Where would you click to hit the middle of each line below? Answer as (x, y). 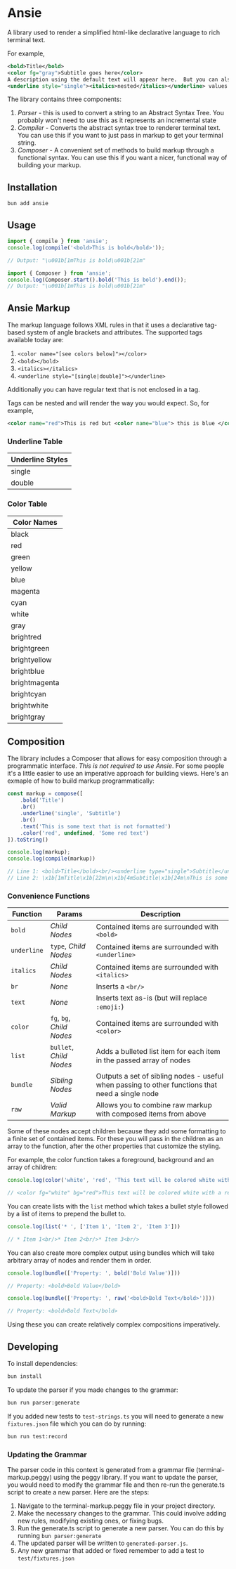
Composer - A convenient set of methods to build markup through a (116, 150)
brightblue (28, 671)
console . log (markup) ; (39, 852)
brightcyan (29, 694)
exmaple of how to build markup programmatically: (81, 781)
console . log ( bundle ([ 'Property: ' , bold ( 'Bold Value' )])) (94, 1273)
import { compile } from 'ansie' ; (58, 241)
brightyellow (31, 660)
